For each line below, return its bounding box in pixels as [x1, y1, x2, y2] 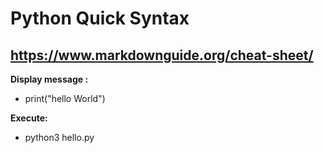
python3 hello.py [24, 132, 95, 143]
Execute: [10, 112, 48, 124]
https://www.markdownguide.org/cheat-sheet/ [10, 47, 314, 64]
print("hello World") [24, 93, 106, 104]
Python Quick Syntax [10, 7, 190, 30]
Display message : [10, 73, 89, 85]
